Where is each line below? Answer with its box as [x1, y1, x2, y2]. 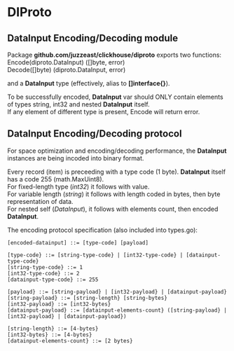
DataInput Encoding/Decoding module [7, 32, 179, 44]
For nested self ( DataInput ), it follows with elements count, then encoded [7, 205, 219, 213]
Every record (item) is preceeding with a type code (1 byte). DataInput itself [7, 167, 226, 176]
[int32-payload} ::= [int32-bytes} [7, 301, 111, 308]
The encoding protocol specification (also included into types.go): [7, 226, 198, 234]
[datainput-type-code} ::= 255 [7, 276, 99, 283]
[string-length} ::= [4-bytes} [7, 325, 99, 332]
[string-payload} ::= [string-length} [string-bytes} [7, 294, 168, 301]
